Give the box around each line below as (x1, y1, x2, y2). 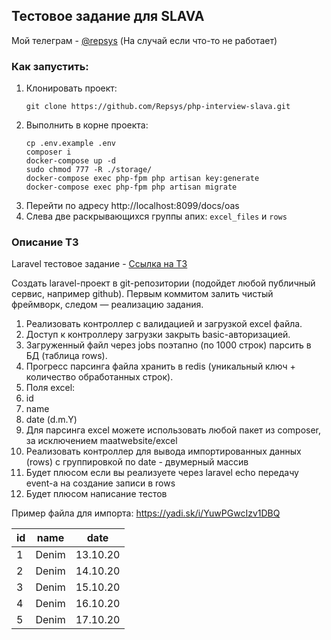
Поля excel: (25, 382, 76, 394)
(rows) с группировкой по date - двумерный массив (25, 456, 249, 468)
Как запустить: (11, 59, 89, 73)
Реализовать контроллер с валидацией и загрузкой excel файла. (25, 318, 303, 330)
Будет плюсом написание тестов (25, 488, 168, 500)
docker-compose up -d (25, 156, 116, 166)
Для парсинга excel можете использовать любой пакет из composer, (25, 424, 322, 436)
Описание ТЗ (11, 235, 79, 249)
